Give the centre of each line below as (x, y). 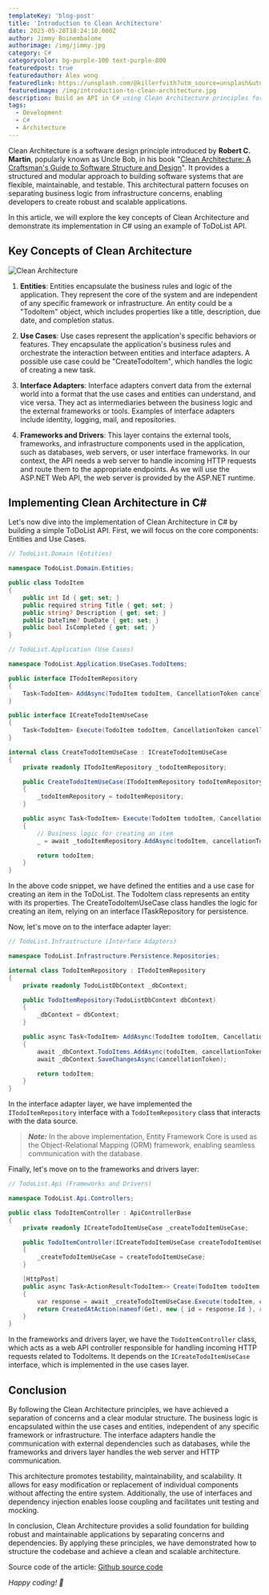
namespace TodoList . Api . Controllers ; (71, 1198)
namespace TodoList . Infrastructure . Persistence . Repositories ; (114, 956)
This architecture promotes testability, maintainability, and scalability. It (125, 1476)
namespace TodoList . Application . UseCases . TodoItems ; (98, 664)
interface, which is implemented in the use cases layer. (99, 1365)
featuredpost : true (41, 68)
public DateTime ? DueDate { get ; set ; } (91, 620)
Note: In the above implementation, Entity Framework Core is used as (143, 1137)
